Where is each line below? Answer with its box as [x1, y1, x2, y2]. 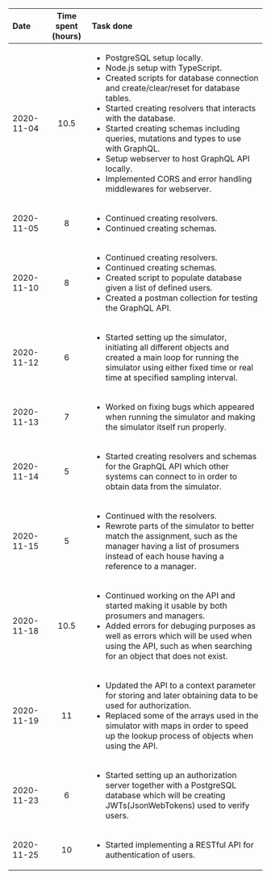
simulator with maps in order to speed [105, 720, 248, 731]
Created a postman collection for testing [105, 292, 258, 303]
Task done [91, 20, 133, 31]
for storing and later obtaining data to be [105, 690, 258, 701]
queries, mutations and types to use [105, 133, 242, 144]
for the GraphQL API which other [105, 461, 229, 471]
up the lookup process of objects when [105, 730, 254, 741]
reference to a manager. [105, 561, 197, 571]
